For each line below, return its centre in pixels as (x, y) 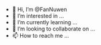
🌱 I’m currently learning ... (45, 22)
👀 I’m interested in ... (38, 16)
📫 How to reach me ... (40, 36)
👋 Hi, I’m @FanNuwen (39, 9)
